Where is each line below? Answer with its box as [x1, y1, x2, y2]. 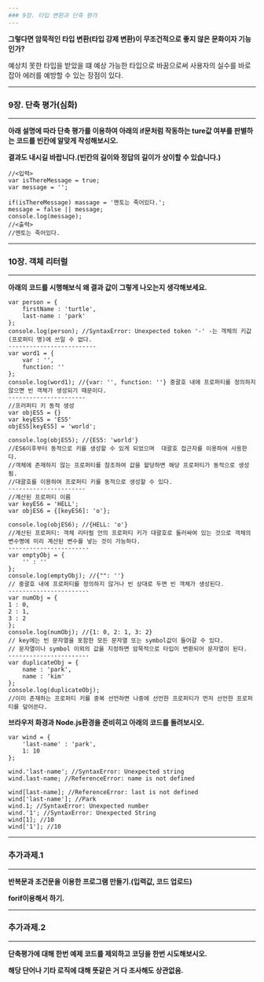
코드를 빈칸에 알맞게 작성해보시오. [16, 135, 119, 145]
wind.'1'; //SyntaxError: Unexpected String [8, 809, 156, 817]
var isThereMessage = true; [8, 176, 101, 185]
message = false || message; [8, 205, 104, 213]
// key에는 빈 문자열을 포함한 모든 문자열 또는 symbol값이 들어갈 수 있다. [8, 637, 224, 645]
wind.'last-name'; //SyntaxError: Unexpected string [8, 768, 185, 776]
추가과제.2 [8, 922, 46, 933]
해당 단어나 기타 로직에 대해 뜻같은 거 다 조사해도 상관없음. [8, 966, 184, 975]
